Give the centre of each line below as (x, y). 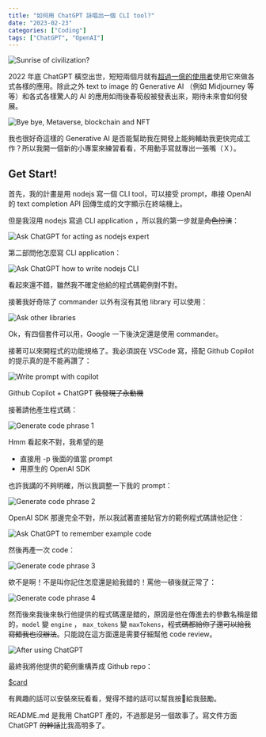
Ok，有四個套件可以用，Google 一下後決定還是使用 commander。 (116, 334)
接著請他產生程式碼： (43, 410)
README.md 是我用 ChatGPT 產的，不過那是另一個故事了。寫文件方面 (123, 716)
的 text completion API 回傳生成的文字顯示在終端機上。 (98, 204)
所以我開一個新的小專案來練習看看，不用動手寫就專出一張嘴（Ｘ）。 (131, 148)
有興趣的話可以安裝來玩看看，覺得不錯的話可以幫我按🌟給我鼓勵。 (115, 699)
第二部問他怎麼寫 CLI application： (65, 253)
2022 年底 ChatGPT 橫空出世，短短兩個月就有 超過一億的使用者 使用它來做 (128, 77)
